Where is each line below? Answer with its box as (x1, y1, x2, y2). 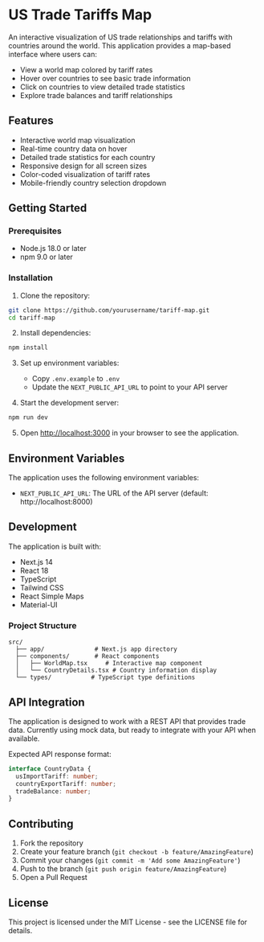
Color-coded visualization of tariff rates (19, 169, 151, 179)
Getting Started (8, 201, 87, 215)
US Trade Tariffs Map (8, 6, 152, 24)
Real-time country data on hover (19, 143, 128, 154)
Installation (8, 272, 54, 283)
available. (8, 734, 40, 743)
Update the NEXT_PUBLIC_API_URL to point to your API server (31, 382, 229, 392)
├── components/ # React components (15, 652, 160, 660)
